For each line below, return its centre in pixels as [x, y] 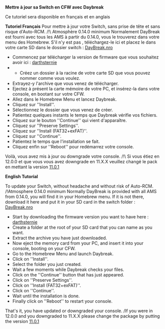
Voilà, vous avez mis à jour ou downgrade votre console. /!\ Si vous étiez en [82, 156]
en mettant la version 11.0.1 [32, 167]
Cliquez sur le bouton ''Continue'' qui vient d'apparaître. [70, 120]
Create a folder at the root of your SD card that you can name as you [82, 227]
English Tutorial [22, 176]
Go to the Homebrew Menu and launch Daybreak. [63, 254]
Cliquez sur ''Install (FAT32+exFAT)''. [50, 131]
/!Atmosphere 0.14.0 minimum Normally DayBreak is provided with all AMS [81, 191]
